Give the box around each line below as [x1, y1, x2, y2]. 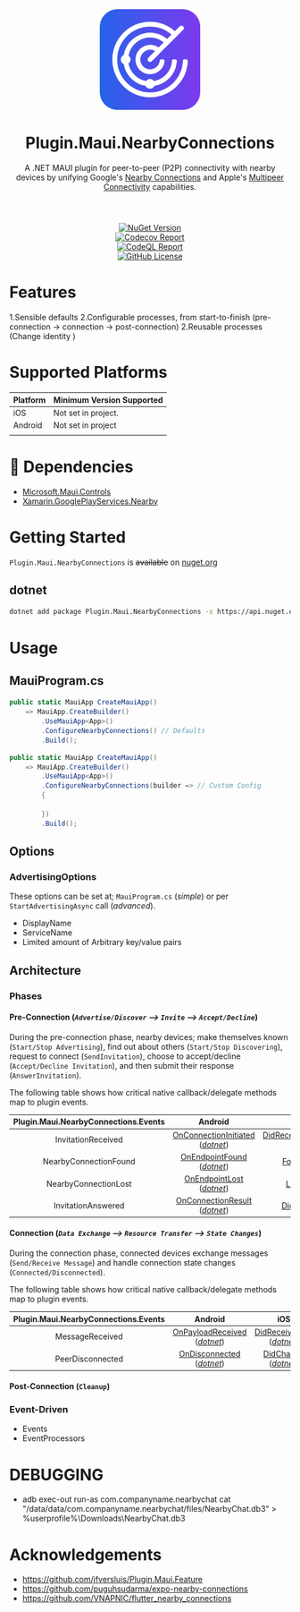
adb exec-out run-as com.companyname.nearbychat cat [21, 1494, 231, 1505]
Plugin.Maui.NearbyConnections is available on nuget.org [9, 557, 218, 567]
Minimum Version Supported [53, 394, 163, 405]
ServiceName [21, 927, 73, 938]
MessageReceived [54, 1331, 123, 1342]
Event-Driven [9, 1403, 69, 1416]
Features [9, 282, 77, 303]
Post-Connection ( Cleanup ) [9, 1381, 110, 1392]
